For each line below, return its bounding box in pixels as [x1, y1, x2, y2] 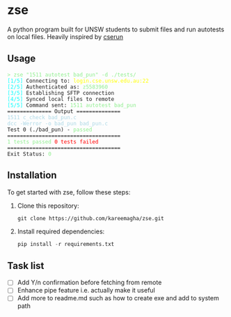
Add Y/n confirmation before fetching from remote [17, 278, 162, 287]
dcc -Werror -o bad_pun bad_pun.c [7, 120, 109, 127]
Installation [7, 169, 57, 181]
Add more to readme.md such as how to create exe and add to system [17, 294, 219, 302]
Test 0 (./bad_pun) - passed [7, 126, 93, 133]
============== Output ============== [7, 107, 121, 115]
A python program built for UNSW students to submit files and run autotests [7, 25, 225, 33]
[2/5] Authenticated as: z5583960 [7, 83, 109, 91]
